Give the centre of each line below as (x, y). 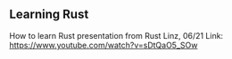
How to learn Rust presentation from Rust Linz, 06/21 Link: (116, 35)
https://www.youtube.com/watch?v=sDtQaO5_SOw (104, 45)
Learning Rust (49, 15)
